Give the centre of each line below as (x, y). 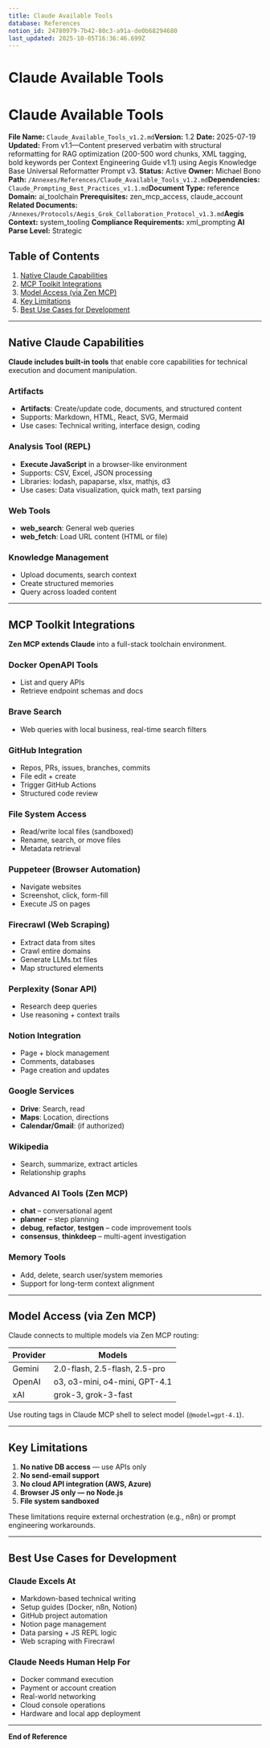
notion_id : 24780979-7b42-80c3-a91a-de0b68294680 (93, 31)
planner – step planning (59, 1219)
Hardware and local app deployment (80, 1713)
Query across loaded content (68, 592)
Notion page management (63, 1623)
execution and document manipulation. (73, 370)
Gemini (26, 1369)
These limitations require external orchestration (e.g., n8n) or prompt (122, 1517)
